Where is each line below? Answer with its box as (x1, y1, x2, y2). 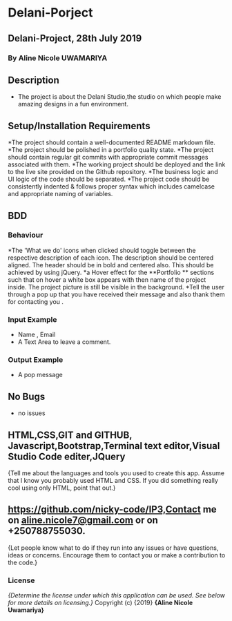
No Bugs (8, 390, 46, 402)
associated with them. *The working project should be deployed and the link (8, 160, 226, 169)
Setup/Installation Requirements (8, 120, 151, 132)
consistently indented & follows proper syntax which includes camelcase (8, 182, 215, 191)
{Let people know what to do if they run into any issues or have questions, (8, 544, 219, 552)
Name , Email (17, 330, 56, 339)
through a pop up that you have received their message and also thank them (8, 290, 225, 298)
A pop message (17, 371, 63, 379)
